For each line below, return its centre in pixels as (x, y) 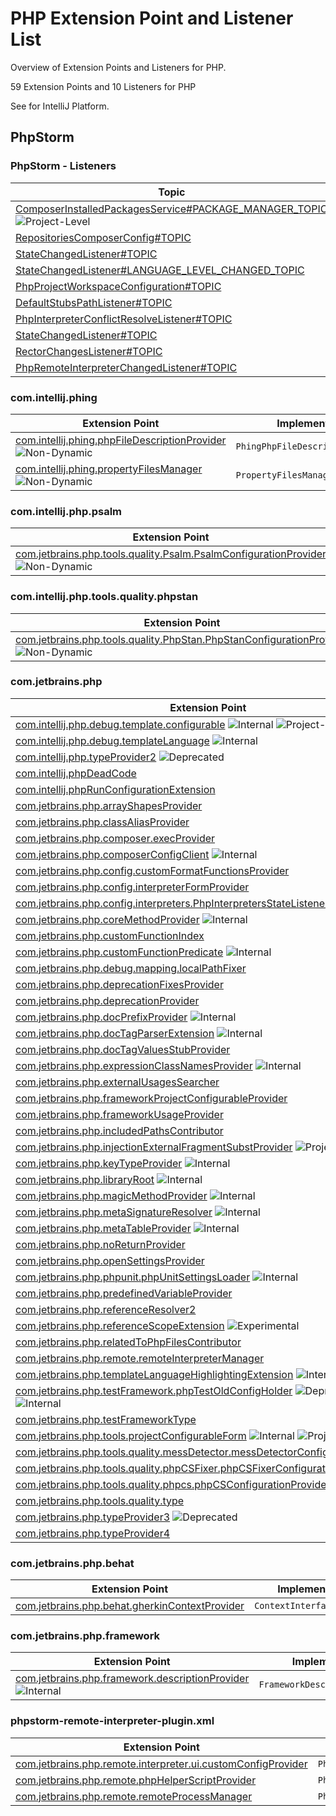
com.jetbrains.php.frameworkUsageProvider (119, 1114)
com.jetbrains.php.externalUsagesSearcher (117, 1082)
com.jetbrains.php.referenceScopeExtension (120, 1325)
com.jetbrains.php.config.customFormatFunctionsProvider (152, 870)
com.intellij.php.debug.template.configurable (120, 724)
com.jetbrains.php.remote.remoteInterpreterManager (140, 1358)
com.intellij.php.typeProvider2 (86, 757)
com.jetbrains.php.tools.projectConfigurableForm (131, 1435)
